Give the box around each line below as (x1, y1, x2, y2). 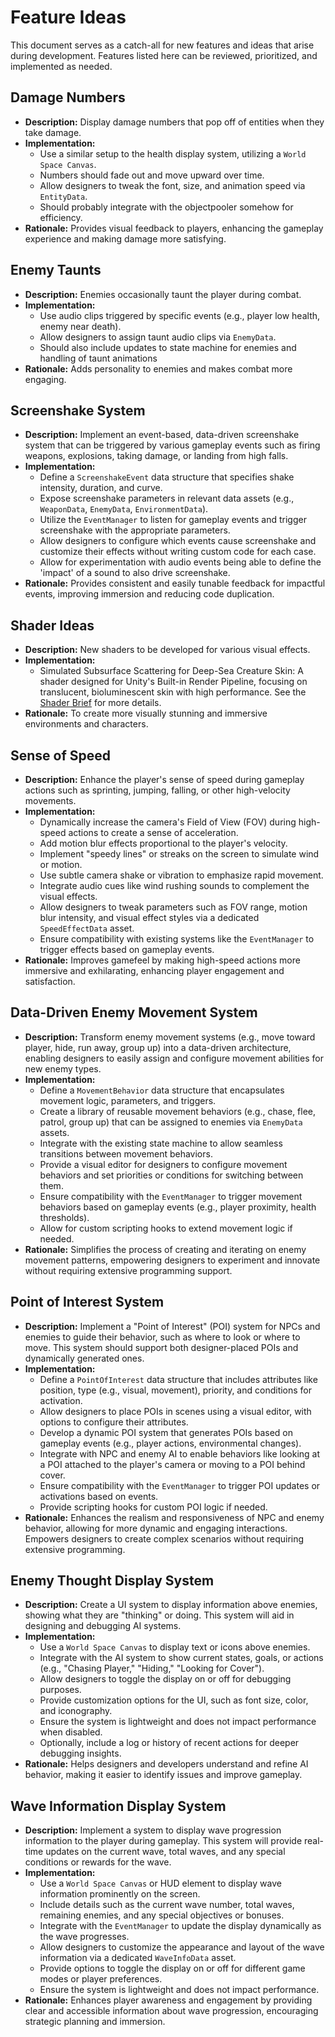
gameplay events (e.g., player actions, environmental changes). (39, 1437, 302, 1449)
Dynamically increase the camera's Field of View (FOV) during (39, 816, 297, 828)
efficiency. (39, 211, 83, 223)
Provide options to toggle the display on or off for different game (39, 1962, 306, 1975)
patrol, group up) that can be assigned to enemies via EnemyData (39, 1116, 303, 1128)
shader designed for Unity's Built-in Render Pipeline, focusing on (39, 676, 308, 688)
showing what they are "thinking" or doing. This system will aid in (24, 1609, 295, 1621)
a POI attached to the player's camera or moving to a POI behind (39, 1458, 306, 1470)
